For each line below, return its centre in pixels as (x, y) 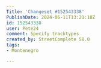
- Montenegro (23, 51)
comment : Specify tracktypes (43, 34)
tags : (13, 45)
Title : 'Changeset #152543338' (45, 12)
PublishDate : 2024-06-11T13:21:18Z (51, 17)
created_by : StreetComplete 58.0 (48, 39)
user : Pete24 (23, 28)
